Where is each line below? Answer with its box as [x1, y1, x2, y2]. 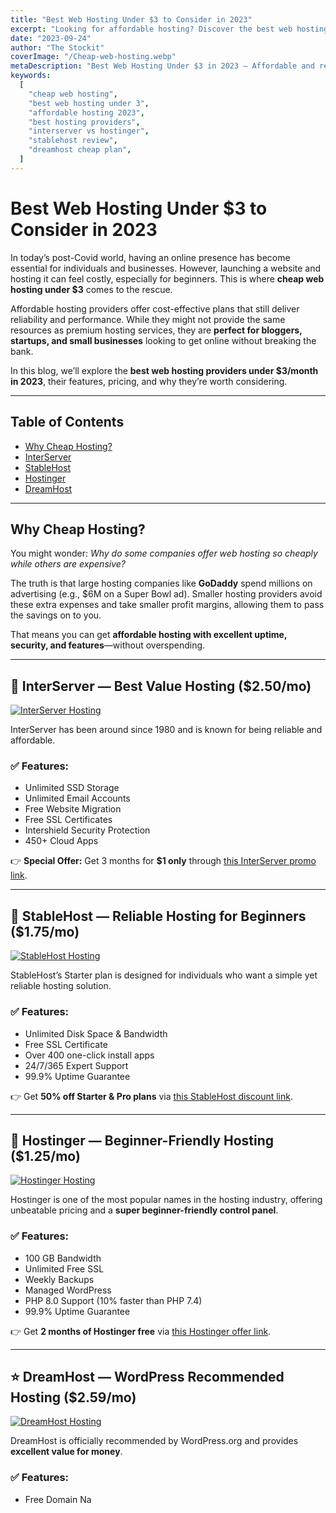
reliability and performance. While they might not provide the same [10, 313, 286, 325]
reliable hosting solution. [10, 980, 112, 992]
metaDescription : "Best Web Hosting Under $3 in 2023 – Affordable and [10, 61, 315, 71]
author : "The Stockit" [10, 42, 105, 53]
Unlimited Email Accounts [24, 792, 131, 805]
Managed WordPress [24, 1284, 112, 1296]
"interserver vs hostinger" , [28, 126, 150, 136]
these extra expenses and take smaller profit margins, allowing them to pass [10, 599, 325, 611]
